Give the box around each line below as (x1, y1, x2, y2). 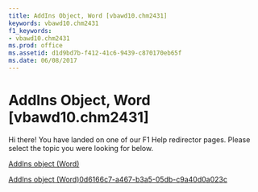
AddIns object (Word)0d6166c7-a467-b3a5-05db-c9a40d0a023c (8, 174, 228, 184)
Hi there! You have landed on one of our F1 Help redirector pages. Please (8, 134, 251, 145)
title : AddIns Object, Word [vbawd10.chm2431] (8, 11, 168, 20)
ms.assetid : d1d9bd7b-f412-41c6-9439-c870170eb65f (8, 49, 182, 57)
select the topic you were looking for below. (8, 143, 154, 153)
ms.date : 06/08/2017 (8, 57, 78, 65)
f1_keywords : (8, 27, 52, 35)
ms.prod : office (8, 42, 63, 50)
